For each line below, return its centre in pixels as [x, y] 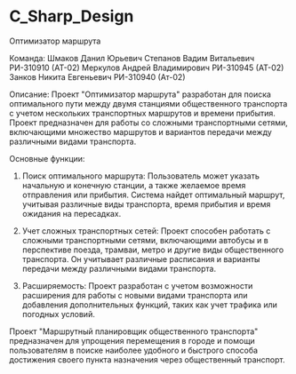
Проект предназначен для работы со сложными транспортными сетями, [149, 123]
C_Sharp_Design [72, 16]
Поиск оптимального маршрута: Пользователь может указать [141, 176]
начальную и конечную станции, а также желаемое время [134, 185]
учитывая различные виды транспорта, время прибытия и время [146, 204]
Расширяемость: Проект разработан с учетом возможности [137, 285]
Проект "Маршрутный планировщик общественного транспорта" [134, 331]
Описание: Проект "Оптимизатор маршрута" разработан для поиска [140, 94]
